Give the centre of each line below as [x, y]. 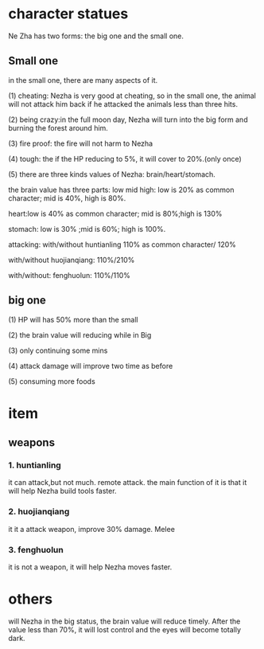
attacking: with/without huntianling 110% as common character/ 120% [122, 244]
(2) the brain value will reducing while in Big [80, 334]
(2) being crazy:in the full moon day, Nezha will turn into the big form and [128, 119]
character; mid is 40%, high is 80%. [67, 198]
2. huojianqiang [39, 512]
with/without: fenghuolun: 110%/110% [70, 275]
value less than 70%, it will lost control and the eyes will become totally [124, 629]
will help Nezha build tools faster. [62, 491]
